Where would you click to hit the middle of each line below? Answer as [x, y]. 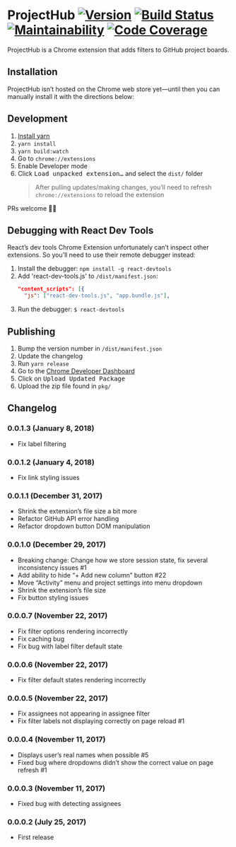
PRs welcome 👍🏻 [32, 208]
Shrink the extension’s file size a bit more [77, 511]
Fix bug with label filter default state [70, 646]
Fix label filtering [42, 444]
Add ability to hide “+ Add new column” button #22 [92, 575]
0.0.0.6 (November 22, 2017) [58, 665]
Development [38, 119]
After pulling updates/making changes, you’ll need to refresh [123, 187]
